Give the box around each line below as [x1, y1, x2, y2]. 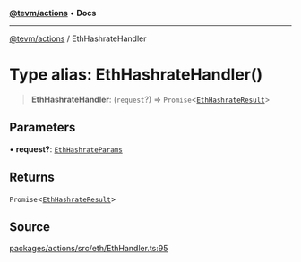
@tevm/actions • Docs [9, 8, 97, 18]
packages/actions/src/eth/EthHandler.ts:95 [9, 243, 168, 254]
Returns [9, 170, 56, 185]
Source [9, 219, 51, 234]
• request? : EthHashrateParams [9, 143, 123, 155]
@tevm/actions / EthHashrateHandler [9, 33, 147, 44]
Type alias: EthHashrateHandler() [9, 64, 263, 85]
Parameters [9, 120, 76, 135]
